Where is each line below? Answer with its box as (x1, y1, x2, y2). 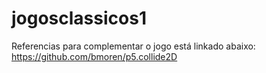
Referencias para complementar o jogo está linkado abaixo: (11, 40, 256, 52)
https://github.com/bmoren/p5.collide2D (11, 50, 178, 62)
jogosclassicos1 (11, 7, 147, 30)
